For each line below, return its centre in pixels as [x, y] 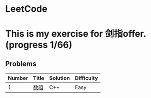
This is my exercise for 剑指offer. [76, 34]
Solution [60, 78]
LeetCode [26, 9]
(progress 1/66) [39, 45]
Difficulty [86, 78]
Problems [21, 64]
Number [18, 78]
